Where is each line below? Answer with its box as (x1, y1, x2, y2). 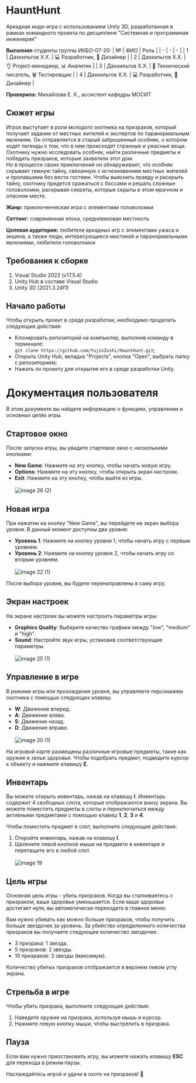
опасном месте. (6, 192, 47, 199)
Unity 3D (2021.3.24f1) (14, 284, 69, 291)
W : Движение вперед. (14, 705, 71, 712)
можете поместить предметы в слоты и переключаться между (6, 806, 165, 813)
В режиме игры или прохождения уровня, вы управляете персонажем (6, 688, 183, 695)
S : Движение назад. (14, 717, 66, 725)
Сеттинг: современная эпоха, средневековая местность (6, 215, 150, 222)
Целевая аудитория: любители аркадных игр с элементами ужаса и (6, 226, 179, 233)
